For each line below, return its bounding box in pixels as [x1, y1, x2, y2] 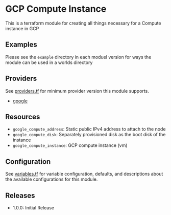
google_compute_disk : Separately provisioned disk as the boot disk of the [12, 132, 166, 138]
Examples [5, 40, 37, 49]
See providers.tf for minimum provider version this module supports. [5, 88, 149, 94]
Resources [5, 112, 40, 121]
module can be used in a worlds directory [5, 59, 93, 66]
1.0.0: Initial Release [12, 205, 55, 210]
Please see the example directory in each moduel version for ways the [5, 54, 152, 60]
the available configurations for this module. [5, 176, 98, 182]
